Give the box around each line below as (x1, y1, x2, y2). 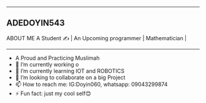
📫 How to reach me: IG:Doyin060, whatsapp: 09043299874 (15, 80, 168, 88)
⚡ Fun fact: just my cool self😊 (15, 90, 91, 97)
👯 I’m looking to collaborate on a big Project (15, 74, 126, 81)
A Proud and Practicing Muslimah (15, 54, 100, 62)
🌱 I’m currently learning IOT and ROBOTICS (15, 67, 124, 74)
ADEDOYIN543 (6, 18, 66, 28)
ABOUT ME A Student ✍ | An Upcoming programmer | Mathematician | (6, 34, 187, 41)
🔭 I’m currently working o (15, 60, 79, 68)
